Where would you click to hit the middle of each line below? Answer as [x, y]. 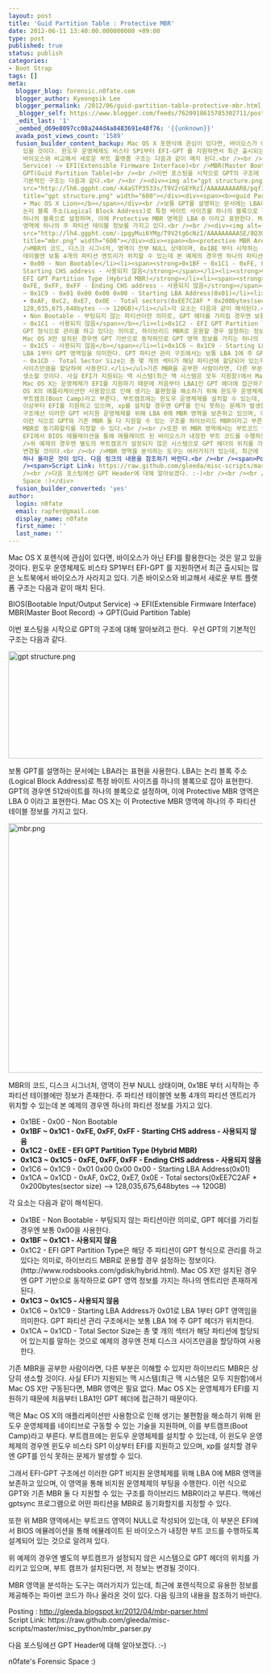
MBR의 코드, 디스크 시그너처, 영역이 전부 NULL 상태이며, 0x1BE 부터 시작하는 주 [134, 1085]
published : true [35, 46]
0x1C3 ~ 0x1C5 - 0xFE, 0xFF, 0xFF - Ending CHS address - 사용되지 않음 [141, 1160]
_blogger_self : [41, 114]
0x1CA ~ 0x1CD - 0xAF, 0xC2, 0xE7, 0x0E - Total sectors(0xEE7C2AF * [138, 1178]
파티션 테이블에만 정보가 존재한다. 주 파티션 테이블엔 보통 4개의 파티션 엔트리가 [132, 1095]
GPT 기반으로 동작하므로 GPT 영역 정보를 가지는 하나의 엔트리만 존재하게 [143, 1281]
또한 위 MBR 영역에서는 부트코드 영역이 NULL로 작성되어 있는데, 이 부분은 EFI [130, 1521]
